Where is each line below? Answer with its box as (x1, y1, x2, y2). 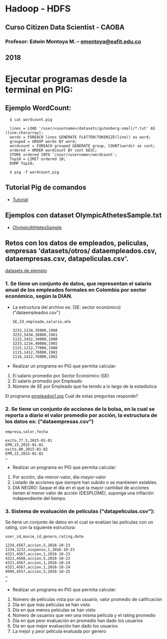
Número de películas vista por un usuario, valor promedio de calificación (12, 596, 162, 602)
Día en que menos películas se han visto (12, 607, 96, 613)
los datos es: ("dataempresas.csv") (5, 418, 94, 425)
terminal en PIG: (5, 84, 73, 96)
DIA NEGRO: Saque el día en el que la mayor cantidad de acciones (12, 484, 149, 490)
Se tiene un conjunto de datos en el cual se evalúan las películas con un (5, 519, 153, 525)
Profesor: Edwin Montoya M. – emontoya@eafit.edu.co (5, 38, 141, 45)
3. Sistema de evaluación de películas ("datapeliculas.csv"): (5, 507, 155, 514)
